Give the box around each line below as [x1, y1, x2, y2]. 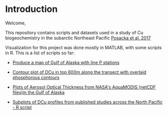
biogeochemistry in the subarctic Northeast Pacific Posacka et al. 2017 [5, 35, 151, 41]
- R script [12, 104, 32, 110]
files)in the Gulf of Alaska [12, 89, 65, 95]
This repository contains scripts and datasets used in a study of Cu [5, 29, 143, 35]
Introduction [5, 3, 58, 15]
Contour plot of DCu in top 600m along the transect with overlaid [12, 69, 146, 75]
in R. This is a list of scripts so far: [5, 50, 75, 56]
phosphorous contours [12, 74, 60, 80]
